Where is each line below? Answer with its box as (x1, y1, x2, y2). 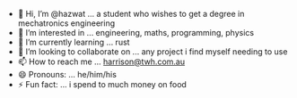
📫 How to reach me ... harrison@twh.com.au (17, 56, 186, 67)
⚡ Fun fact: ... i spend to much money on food (17, 79, 187, 89)
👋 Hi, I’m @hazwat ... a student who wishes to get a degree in (17, 9, 245, 19)
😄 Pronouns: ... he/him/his (17, 69, 117, 79)
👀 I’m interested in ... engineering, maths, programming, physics (17, 28, 254, 37)
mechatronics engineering (17, 18, 116, 29)
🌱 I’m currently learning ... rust (17, 37, 130, 47)
